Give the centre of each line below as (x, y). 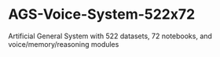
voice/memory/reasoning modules (64, 44)
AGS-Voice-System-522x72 (102, 14)
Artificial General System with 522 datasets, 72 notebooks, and (110, 36)
